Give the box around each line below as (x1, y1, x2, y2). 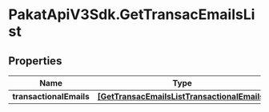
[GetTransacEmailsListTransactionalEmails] (97, 91, 267, 102)
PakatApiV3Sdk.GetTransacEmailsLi (8, 6, 255, 24)
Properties (8, 54, 62, 68)
